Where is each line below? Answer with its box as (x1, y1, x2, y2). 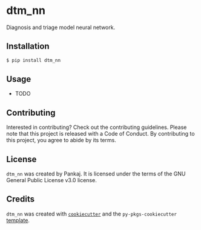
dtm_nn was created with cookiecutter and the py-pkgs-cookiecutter (6, 210, 177, 217)
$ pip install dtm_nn (6, 57, 61, 64)
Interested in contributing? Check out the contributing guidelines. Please (6, 123, 187, 131)
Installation (6, 41, 50, 51)
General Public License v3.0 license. (6, 177, 97, 184)
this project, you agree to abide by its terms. (6, 137, 116, 144)
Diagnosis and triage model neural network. (6, 24, 116, 31)
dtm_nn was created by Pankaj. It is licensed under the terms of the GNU (6, 170, 186, 177)
